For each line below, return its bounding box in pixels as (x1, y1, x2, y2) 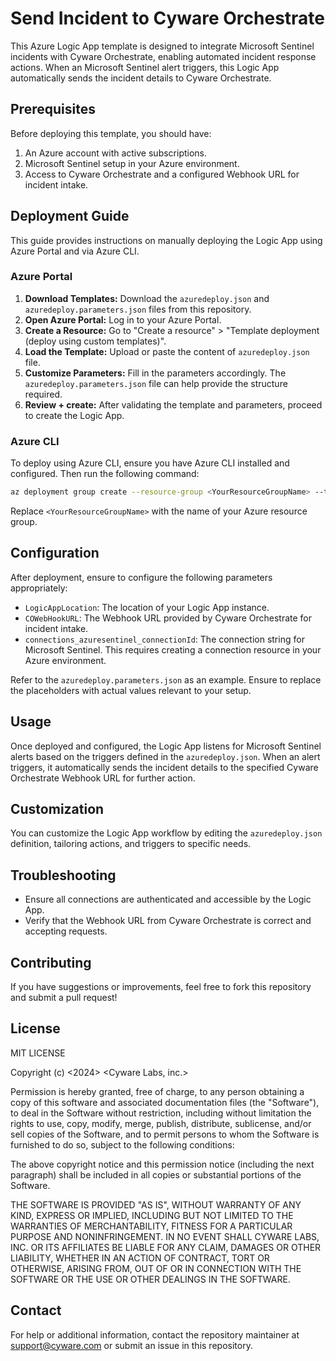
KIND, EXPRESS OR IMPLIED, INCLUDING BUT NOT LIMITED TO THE (10, 1209, 294, 1221)
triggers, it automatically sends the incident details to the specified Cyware (10, 761, 319, 773)
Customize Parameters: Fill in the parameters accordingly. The (24, 367, 287, 379)
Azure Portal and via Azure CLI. (10, 245, 140, 257)
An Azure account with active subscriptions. (24, 147, 208, 159)
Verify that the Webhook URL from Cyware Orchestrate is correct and (24, 915, 312, 927)
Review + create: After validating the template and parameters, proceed (24, 398, 323, 411)
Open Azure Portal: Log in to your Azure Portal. (24, 313, 222, 326)
